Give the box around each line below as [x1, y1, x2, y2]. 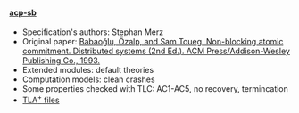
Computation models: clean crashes [21, 74, 155, 85]
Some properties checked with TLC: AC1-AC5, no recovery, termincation [21, 84, 288, 94]
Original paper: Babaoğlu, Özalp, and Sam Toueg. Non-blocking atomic [21, 36, 284, 47]
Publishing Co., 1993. [21, 55, 101, 66]
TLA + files [21, 93, 60, 105]
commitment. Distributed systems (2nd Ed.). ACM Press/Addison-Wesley [21, 45, 290, 57]
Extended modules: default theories [21, 65, 154, 76]
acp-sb [9, 7, 37, 18]
